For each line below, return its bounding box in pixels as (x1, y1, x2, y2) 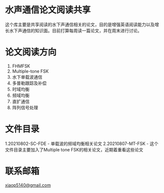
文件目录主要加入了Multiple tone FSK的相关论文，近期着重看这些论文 (5, 147, 143, 152)
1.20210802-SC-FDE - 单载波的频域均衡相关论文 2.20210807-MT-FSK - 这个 (5, 140, 159, 147)
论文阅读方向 (5, 47, 57, 58)
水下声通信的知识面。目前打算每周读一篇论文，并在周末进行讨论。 (9, 27, 142, 33)
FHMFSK (12, 63, 30, 69)
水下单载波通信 (12, 74, 42, 80)
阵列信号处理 (12, 105, 38, 110)
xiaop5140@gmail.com (5, 182, 51, 188)
